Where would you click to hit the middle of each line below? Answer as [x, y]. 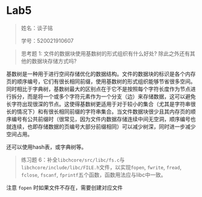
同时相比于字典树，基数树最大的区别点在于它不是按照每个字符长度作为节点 [98, 89]
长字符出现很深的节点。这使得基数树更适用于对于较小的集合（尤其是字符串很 [101, 104]
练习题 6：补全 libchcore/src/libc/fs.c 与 [73, 160]
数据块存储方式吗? [54, 61]
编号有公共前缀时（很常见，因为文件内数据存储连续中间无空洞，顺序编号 [101, 119]
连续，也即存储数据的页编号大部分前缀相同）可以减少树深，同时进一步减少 [103, 127]
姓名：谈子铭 [37, 28]
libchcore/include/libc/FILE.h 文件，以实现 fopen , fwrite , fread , [101, 167]
